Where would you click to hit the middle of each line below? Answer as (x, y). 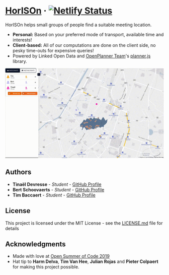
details (12, 228)
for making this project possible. (46, 267)
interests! (22, 40)
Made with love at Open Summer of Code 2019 (61, 256)
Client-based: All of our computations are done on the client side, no (84, 45)
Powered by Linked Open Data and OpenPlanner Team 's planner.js (81, 56)
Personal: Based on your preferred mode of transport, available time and (88, 34)
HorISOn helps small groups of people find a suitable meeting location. (78, 25)
